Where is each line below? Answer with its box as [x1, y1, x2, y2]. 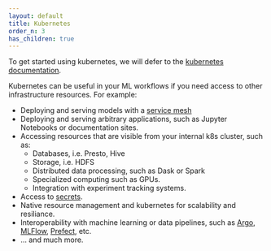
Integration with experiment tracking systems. [32, 184, 186, 193]
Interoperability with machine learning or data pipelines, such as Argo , [20, 218, 256, 227]
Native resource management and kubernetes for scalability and [20, 201, 236, 210]
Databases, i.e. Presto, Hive [32, 149, 125, 158]
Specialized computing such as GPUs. [32, 175, 161, 184]
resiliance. [20, 209, 55, 219]
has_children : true [8, 34, 75, 43]
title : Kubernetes [8, 19, 71, 28]
